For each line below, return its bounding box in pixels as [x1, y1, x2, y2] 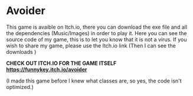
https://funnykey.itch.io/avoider [6, 66, 87, 73]
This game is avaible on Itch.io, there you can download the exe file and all [6, 23, 188, 30]
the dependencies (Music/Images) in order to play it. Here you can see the [6, 29, 187, 36]
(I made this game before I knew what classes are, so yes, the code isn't [6, 77, 182, 84]
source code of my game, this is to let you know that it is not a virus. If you [6, 36, 187, 43]
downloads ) [6, 48, 37, 55]
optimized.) [6, 83, 34, 90]
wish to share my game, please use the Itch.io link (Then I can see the [6, 42, 176, 49]
